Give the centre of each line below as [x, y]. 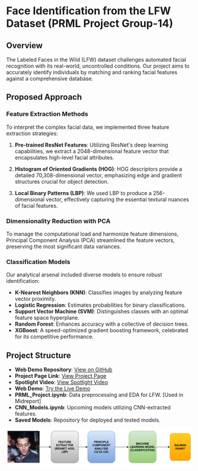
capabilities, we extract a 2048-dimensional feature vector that [92, 151]
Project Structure [39, 355]
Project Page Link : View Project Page [60, 376]
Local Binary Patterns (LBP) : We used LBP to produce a [83, 193]
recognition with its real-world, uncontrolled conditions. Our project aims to [98, 66]
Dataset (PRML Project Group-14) [90, 23]
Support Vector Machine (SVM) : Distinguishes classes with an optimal [101, 311]
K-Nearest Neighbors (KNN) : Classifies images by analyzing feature [98, 292]
